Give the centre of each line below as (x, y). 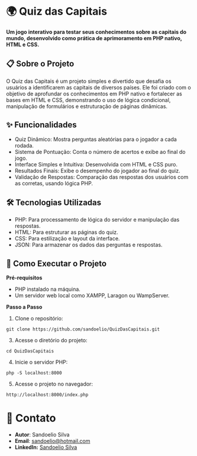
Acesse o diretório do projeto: (51, 341)
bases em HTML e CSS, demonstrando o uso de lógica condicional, (88, 100)
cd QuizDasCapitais (30, 351)
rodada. (24, 145)
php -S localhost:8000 (34, 373)
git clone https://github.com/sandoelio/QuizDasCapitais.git (83, 329)
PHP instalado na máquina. (48, 289)
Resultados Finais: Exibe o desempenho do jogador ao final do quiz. (97, 171)
